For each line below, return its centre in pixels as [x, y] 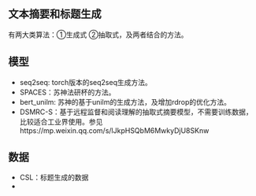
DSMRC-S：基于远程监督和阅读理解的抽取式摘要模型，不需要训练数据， [136, 112]
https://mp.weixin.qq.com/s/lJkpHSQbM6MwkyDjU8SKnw [114, 130]
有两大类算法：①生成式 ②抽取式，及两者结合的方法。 [98, 35]
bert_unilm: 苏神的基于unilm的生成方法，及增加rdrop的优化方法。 [125, 102]
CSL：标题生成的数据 [54, 178]
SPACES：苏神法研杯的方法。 [67, 92]
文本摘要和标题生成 [55, 14]
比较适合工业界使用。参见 [61, 121]
